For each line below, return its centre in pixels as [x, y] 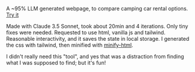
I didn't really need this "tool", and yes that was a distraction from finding [95, 56]
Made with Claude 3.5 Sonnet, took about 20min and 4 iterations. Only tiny [97, 26]
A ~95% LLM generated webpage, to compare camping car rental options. [97, 9]
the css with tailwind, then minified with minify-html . [70, 45]
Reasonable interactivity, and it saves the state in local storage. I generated [98, 39]
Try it [12, 15]
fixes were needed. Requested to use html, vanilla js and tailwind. [86, 32]
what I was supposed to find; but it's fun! [56, 63]
